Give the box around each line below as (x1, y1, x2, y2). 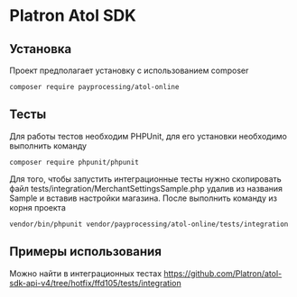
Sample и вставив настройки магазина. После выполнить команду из (9, 193, 278, 203)
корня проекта (9, 202, 66, 212)
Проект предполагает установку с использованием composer (9, 65, 249, 76)
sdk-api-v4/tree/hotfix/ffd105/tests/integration (9, 277, 182, 288)
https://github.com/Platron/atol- (163, 267, 283, 279)
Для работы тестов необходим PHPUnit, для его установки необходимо (9, 130, 287, 141)
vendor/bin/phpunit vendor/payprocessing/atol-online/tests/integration (9, 220, 289, 229)
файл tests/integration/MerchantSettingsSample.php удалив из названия (9, 183, 283, 193)
